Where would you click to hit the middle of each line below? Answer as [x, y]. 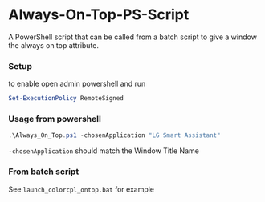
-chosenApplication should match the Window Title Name [104, 151]
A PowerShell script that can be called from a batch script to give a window [132, 37]
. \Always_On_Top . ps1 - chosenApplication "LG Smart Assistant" [114, 135]
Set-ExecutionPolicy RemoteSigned [66, 99]
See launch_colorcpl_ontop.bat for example [82, 189]
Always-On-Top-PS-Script [99, 15]
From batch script [44, 172]
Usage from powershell [55, 119]
